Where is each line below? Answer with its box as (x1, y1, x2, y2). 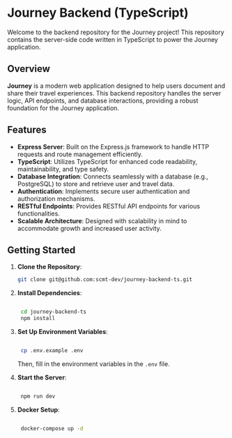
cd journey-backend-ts (20, 308, 87, 315)
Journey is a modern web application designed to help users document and (7, 82, 226, 90)
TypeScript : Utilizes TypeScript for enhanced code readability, (17, 157, 198, 165)
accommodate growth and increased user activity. (17, 224, 162, 232)
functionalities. (17, 209, 61, 218)
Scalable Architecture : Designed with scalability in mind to (17, 216, 187, 225)
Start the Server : (17, 373, 67, 382)
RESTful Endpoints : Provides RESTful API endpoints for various (17, 202, 201, 210)
